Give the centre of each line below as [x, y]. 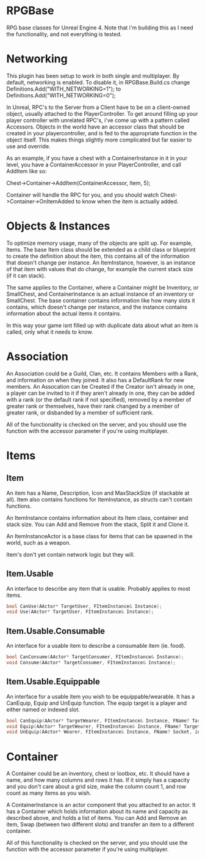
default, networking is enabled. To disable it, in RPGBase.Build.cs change [98, 82]
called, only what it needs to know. [50, 332]
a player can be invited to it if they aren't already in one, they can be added [101, 393]
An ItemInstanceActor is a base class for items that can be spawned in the [99, 536]
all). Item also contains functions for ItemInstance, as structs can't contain [99, 499]
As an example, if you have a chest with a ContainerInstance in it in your [97, 158]
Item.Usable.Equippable [53, 682]
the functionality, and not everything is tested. [64, 34]
